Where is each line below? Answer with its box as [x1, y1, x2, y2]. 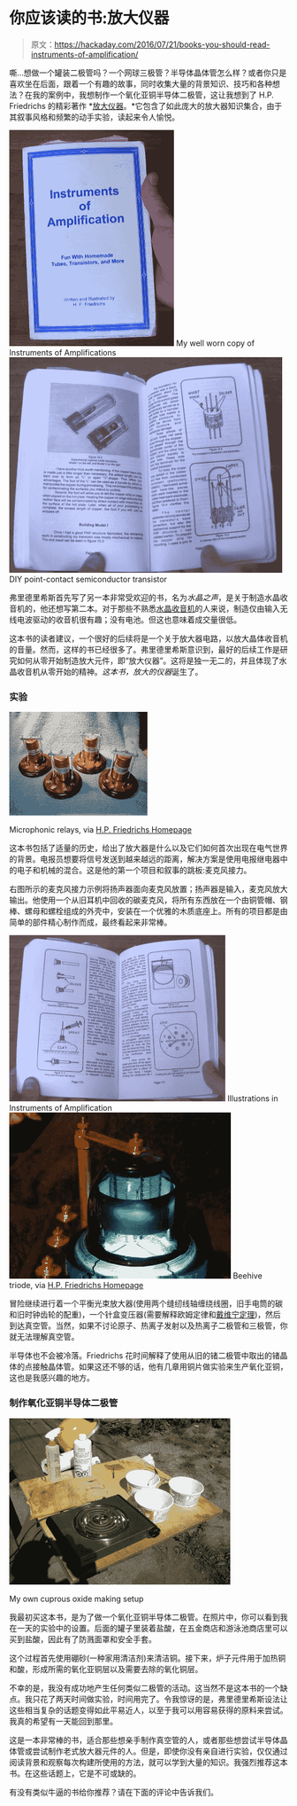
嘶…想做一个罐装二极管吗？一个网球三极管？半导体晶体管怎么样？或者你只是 [9, 67, 287, 78]
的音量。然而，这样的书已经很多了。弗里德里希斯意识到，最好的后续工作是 [9, 644, 280, 654]
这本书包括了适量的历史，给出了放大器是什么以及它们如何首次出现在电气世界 [9, 843, 288, 854]
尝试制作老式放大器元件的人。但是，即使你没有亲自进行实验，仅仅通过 [32, 1746, 288, 1756]
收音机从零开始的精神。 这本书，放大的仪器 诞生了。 [16, 666, 203, 676]
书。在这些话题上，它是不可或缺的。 [9, 1768, 141, 1779]
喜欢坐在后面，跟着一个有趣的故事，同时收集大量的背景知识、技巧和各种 [9, 78, 272, 89]
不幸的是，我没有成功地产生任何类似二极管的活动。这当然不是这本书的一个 [9, 1682, 280, 1693]
